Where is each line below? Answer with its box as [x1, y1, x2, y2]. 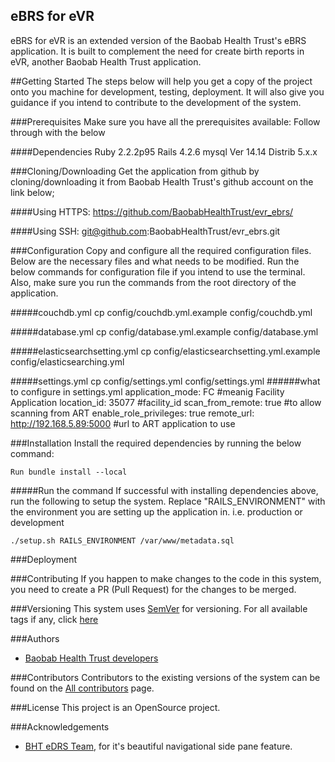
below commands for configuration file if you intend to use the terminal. [10, 265, 306, 278]
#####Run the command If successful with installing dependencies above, [10, 484, 319, 496]
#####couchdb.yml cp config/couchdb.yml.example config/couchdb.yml [10, 306, 313, 318]
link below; [10, 186, 55, 198]
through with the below [10, 126, 106, 138]
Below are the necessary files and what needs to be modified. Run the [10, 255, 300, 267]
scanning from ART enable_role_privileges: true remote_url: [10, 407, 255, 419]
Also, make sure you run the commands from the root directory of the [10, 276, 297, 288]
